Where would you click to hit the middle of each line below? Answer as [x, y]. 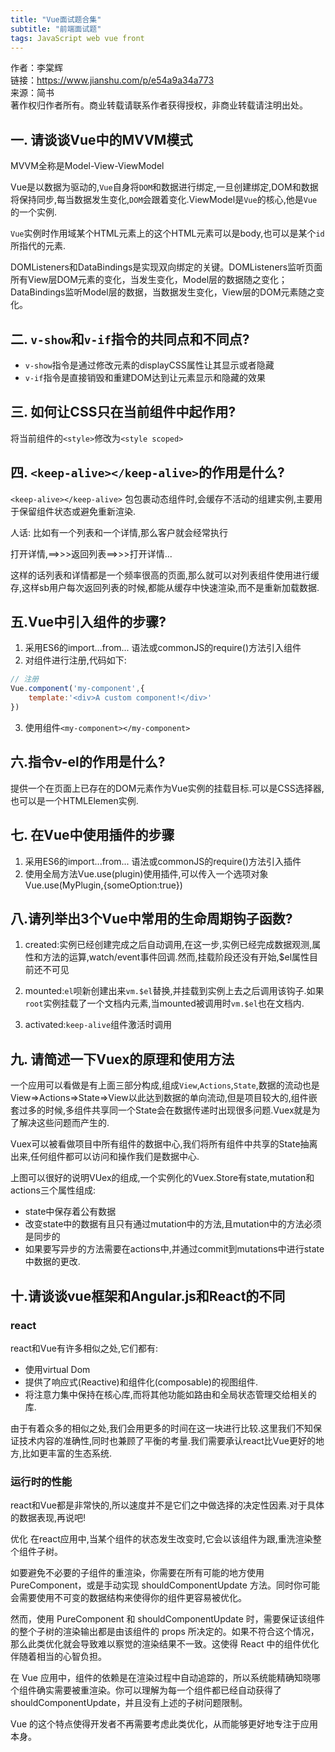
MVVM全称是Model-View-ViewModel [87, 166]
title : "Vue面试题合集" [56, 19]
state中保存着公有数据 [70, 1212]
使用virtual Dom [57, 1369]
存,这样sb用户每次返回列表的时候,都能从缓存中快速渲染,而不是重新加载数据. [165, 587]
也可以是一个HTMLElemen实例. [74, 800]
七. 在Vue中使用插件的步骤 [92, 835]
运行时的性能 [41, 1481]
